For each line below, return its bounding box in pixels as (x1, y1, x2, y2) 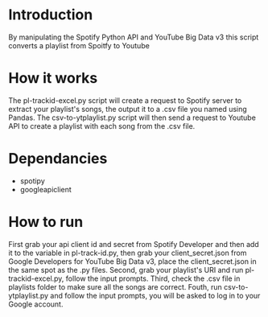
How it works (8, 69, 98, 88)
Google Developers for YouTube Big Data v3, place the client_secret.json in (8, 256, 258, 266)
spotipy (19, 175, 46, 186)
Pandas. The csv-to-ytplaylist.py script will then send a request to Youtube (8, 113, 256, 122)
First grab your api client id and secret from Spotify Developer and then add (8, 239, 259, 249)
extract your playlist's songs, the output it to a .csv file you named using (8, 104, 247, 113)
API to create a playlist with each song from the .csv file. (8, 121, 196, 130)
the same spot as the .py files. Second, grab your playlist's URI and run (8, 265, 244, 274)
